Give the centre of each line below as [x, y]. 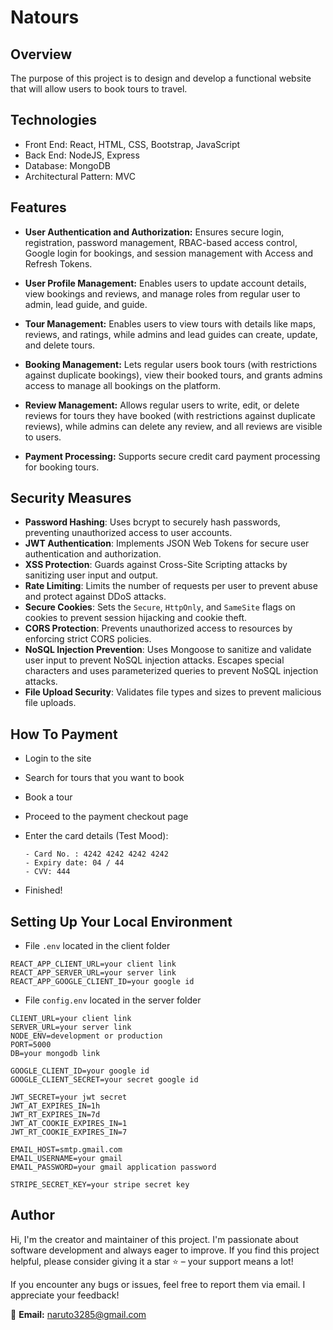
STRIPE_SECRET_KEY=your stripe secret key [100, 1185]
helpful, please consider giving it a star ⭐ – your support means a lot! [152, 1261]
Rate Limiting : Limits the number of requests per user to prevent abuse [171, 586]
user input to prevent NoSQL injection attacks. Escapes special [154, 660]
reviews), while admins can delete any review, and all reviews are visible [173, 426]
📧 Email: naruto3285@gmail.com [78, 1314]
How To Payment [64, 734]
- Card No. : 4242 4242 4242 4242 [96, 854]
